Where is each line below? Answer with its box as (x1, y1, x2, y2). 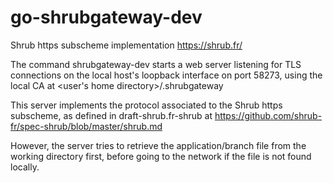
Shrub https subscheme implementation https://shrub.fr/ (10, 39, 243, 51)
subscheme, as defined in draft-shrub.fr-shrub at (10, 109, 213, 121)
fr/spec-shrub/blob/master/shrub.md (10, 120, 163, 132)
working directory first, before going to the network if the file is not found (10, 150, 312, 162)
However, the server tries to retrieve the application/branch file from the (10, 139, 307, 151)
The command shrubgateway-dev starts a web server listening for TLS (10, 58, 302, 70)
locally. (10, 161, 40, 173)
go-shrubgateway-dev (10, 6, 203, 29)
